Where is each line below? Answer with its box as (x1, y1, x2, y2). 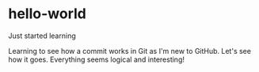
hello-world (8, 5, 87, 23)
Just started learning (8, 31, 77, 40)
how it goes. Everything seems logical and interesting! (8, 55, 185, 64)
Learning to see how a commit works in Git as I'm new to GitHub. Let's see (8, 46, 252, 55)
